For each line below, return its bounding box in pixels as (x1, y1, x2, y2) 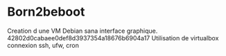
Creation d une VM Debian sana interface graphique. (7, 27, 158, 35)
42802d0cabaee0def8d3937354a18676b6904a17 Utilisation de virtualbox (7, 33, 219, 42)
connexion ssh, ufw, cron (7, 41, 80, 49)
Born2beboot (7, 4, 85, 20)
